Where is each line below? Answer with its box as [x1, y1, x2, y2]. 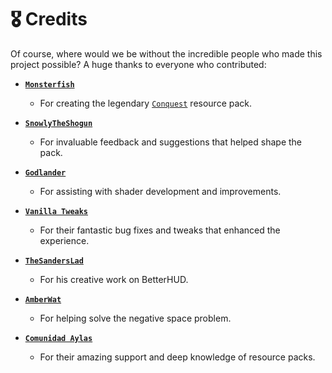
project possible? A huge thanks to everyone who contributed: [10, 58, 267, 70]
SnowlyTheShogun [24, 118, 93, 128]
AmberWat [24, 294, 62, 305]
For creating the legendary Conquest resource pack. [39, 97, 253, 109]
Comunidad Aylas [24, 333, 93, 343]
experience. [39, 234, 90, 246]
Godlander [24, 167, 67, 178]
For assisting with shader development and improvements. [39, 185, 282, 197]
